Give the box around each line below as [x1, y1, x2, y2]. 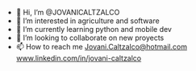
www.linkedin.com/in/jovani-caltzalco [15, 53, 142, 63]
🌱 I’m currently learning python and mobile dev [15, 25, 172, 34]
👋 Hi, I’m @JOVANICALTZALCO [15, 8, 120, 17]
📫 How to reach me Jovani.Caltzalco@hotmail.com [15, 42, 188, 51]
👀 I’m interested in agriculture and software [15, 16, 160, 26]
